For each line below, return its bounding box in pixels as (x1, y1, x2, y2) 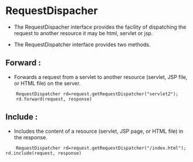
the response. (13, 133, 48, 141)
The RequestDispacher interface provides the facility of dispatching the (13, 23, 187, 30)
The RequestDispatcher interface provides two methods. (13, 41, 151, 48)
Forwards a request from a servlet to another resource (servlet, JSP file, (13, 73, 188, 80)
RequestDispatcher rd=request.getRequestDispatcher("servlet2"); (16, 91, 179, 97)
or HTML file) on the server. (13, 80, 81, 87)
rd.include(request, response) (5, 150, 82, 156)
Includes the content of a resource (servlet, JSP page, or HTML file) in (13, 127, 184, 135)
